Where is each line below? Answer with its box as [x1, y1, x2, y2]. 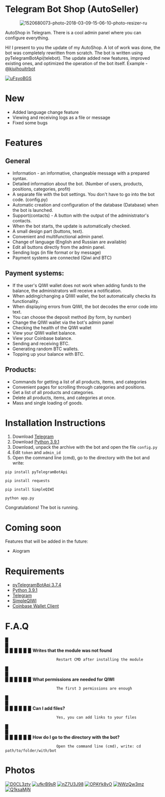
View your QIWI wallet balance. [12, 330, 77, 336]
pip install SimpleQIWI [5, 487, 55, 492]
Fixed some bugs [12, 119, 48, 125]
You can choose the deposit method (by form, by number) [12, 314, 132, 320]
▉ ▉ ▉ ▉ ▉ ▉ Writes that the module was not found [5, 648, 112, 654]
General [5, 157, 31, 165]
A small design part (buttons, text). [12, 228, 83, 234]
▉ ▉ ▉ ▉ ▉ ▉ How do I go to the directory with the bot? [5, 734, 120, 740]
